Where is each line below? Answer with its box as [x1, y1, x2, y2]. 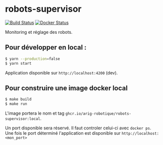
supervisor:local [5, 117, 41, 121]
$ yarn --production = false [5, 56, 60, 61]
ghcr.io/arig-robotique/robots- [65, 111, 132, 116]
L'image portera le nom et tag [5, 110, 65, 116]
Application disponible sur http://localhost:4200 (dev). [5, 70, 118, 75]
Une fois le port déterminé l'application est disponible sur [5, 130, 121, 136]
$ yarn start [5, 61, 32, 66]
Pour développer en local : [5, 43, 87, 52]
